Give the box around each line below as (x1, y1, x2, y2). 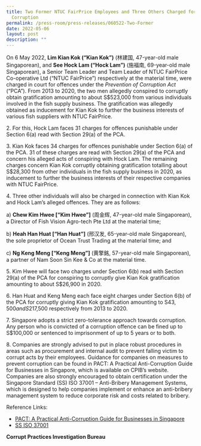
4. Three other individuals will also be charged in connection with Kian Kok (6, 193, 190, 199)
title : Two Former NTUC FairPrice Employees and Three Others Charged (6, 8, 186, 15)
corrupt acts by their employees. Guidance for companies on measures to (6, 354, 188, 361)
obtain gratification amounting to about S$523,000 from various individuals (6, 94, 192, 101)
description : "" (6, 37, 47, 43)
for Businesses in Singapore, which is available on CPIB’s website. (6, 367, 169, 373)
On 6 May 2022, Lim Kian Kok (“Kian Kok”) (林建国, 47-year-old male (6, 54, 179, 61)
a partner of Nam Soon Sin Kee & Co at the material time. (6, 256, 147, 263)
